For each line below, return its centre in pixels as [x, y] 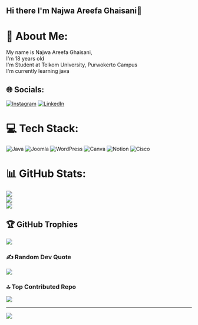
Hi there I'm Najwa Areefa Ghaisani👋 [74, 11]
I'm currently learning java [38, 71]
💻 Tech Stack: [42, 128]
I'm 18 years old [25, 59]
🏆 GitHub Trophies [42, 225]
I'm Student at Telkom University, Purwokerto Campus [72, 65]
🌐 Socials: [25, 90]
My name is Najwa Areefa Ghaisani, [49, 52]
